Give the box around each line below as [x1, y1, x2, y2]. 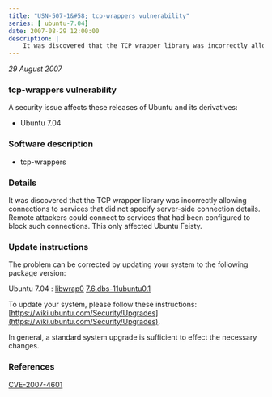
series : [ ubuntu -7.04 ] [8, 19, 89, 27]
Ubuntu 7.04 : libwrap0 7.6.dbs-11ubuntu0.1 [8, 284, 151, 294]
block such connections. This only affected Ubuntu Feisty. [8, 222, 202, 231]
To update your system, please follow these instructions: [8, 300, 197, 310]
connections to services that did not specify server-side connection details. [8, 204, 261, 214]
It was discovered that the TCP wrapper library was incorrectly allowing [8, 196, 247, 205]
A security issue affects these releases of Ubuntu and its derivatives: [8, 103, 238, 112]
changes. [8, 341, 40, 351]
